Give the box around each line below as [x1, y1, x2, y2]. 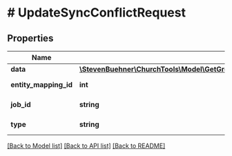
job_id [10, 100, 31, 109]
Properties [7, 32, 54, 44]
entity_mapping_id [10, 80, 73, 89]
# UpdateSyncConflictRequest [7, 5, 186, 21]
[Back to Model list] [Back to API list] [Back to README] [7, 142, 166, 150]
